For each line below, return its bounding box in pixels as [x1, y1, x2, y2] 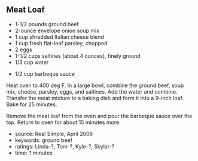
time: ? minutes [14, 149, 53, 156]
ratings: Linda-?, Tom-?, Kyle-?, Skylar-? [14, 143, 115, 150]
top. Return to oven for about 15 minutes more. [6, 119, 121, 126]
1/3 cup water [14, 58, 49, 66]
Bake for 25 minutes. [6, 101, 57, 108]
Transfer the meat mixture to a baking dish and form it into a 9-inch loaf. [6, 94, 184, 101]
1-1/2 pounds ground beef [14, 20, 79, 27]
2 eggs [14, 46, 32, 53]
